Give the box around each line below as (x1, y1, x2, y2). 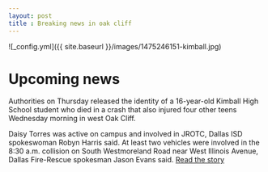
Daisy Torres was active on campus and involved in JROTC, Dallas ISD (8, 129, 243, 139)
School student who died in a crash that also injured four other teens (8, 105, 237, 115)
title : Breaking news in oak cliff (8, 19, 132, 27)
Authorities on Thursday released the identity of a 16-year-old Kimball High (8, 96, 259, 106)
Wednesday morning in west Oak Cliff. (8, 114, 136, 124)
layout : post (8, 11, 53, 20)
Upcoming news (8, 69, 120, 88)
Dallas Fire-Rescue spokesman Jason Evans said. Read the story (8, 155, 225, 165)
